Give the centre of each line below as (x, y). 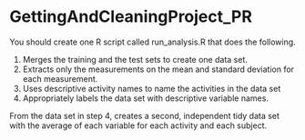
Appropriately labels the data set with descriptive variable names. (145, 98)
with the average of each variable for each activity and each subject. (138, 125)
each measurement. (60, 78)
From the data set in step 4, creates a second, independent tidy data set (145, 115)
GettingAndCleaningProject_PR (131, 17)
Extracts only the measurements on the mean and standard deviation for (158, 69)
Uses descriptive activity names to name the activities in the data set (152, 88)
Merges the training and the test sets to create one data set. (135, 59)
